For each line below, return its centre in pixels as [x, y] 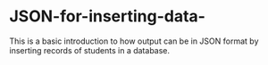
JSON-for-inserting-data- [107, 16]
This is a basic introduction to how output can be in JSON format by [134, 41]
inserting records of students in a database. [90, 50]
